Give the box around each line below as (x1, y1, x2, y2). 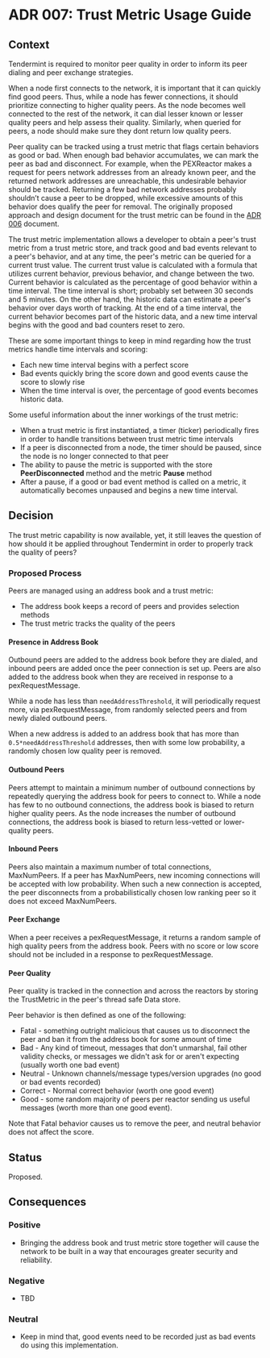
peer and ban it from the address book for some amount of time (19, 1035, 232, 1044)
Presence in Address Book (8, 637, 99, 647)
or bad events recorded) (19, 1077, 102, 1087)
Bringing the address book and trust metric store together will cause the (19, 1238, 260, 1248)
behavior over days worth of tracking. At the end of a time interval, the (8, 303, 242, 312)
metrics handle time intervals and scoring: (8, 344, 148, 354)
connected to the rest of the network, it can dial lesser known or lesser (8, 109, 243, 119)
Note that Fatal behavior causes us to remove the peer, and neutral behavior (8, 1118, 261, 1128)
